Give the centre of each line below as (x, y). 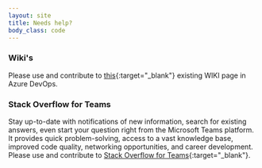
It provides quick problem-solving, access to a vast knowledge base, (121, 138)
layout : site (30, 15)
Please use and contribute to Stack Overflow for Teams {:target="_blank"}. (129, 155)
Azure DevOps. (33, 83)
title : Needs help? (40, 23)
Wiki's (21, 58)
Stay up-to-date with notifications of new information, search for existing (127, 121)
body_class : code (37, 30)
